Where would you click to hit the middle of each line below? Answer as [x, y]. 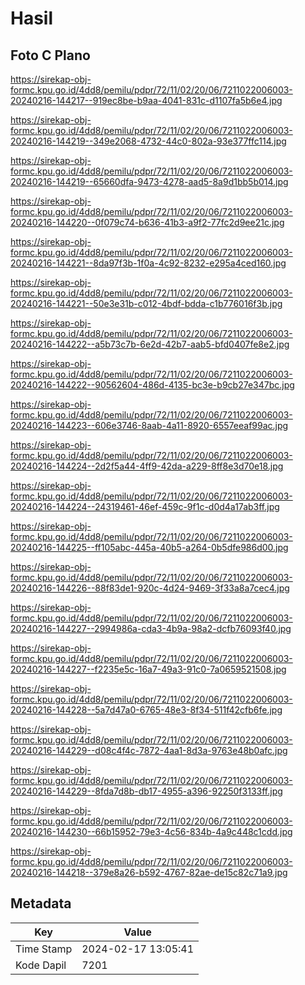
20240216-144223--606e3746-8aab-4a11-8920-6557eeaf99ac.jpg [149, 425]
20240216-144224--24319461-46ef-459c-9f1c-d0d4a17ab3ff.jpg [145, 506]
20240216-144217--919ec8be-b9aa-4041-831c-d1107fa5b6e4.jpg [146, 100]
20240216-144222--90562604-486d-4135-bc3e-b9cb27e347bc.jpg [152, 385]
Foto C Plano [50, 55]
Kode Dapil [41, 965]
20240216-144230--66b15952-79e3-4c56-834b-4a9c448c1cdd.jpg [151, 831]
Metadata [41, 903]
